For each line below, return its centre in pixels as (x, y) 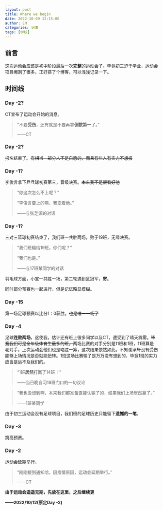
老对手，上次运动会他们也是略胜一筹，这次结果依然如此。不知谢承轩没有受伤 (81, 349)
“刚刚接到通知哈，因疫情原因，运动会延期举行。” (65, 472)
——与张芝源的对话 (36, 213)
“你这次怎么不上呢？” (38, 192)
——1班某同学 (31, 403)
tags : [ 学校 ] (17, 32)
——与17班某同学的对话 (40, 268)
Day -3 (13, 426)
